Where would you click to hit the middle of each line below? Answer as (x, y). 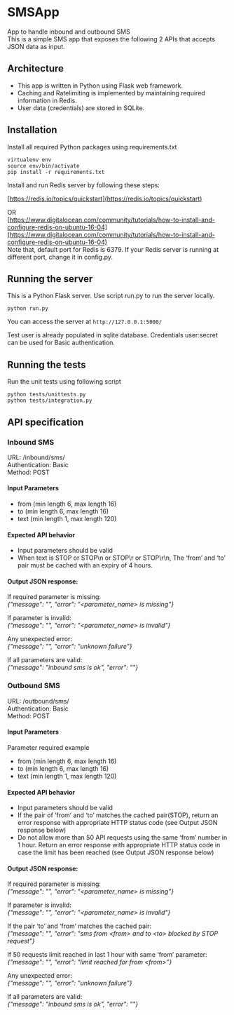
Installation (32, 130)
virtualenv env (29, 160)
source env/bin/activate (43, 166)
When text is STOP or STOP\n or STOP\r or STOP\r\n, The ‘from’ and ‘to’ (121, 558)
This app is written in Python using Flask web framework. (100, 86)
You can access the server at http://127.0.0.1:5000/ (85, 322)
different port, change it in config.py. (60, 257)
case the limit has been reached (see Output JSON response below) (116, 852)
